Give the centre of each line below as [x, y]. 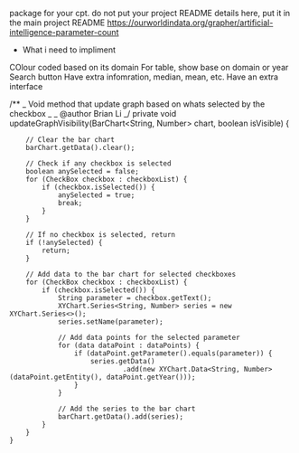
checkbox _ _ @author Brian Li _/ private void [93, 113]
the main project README [57, 23]
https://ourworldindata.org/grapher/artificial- [190, 23]
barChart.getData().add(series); [120, 417]
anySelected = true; [96, 195]
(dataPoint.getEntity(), [56, 377]
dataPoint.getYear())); [151, 377]
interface [26, 86]
